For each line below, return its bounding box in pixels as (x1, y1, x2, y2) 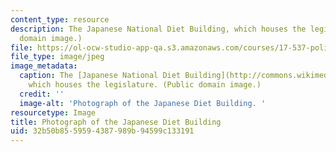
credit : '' (19, 89, 65, 99)
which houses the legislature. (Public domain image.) (28, 80, 262, 90)
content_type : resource (10, 14, 110, 25)
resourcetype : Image (10, 107, 97, 118)
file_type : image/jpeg (10, 52, 105, 62)
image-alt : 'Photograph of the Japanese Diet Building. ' (19, 98, 267, 108)
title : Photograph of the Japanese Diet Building (10, 117, 222, 127)
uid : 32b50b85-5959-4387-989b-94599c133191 (10, 126, 195, 136)
